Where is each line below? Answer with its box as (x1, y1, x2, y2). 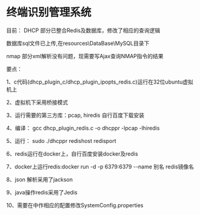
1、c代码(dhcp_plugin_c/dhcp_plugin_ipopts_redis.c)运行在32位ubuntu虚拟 (6, 78, 194, 85)
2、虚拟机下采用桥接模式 (6, 98, 68, 106)
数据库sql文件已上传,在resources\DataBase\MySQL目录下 (6, 39, 150, 47)
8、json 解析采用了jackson (6, 176, 73, 183)
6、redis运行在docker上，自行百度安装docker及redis (6, 150, 138, 157)
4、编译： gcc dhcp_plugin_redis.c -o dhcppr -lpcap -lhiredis (6, 124, 160, 131)
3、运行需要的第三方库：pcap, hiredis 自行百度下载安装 (6, 111, 144, 119)
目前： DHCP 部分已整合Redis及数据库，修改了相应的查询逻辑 (6, 27, 161, 34)
